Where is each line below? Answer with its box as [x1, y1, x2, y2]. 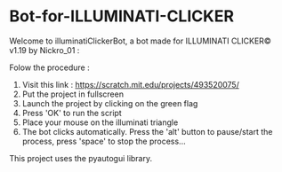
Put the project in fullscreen [21, 89, 125, 99]
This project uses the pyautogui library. [9, 152, 153, 163]
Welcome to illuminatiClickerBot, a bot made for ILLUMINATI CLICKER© [9, 35, 271, 46]
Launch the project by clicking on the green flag [21, 98, 198, 108]
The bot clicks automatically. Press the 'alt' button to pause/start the [21, 126, 273, 137]
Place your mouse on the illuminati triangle [21, 117, 179, 128]
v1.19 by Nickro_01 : [9, 44, 80, 55]
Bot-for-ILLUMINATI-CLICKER [9, 6, 234, 27]
